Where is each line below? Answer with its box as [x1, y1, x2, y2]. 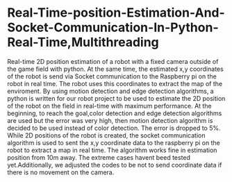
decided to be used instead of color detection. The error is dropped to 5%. [7, 124, 221, 132]
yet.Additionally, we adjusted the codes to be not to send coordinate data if [7, 160, 222, 169]
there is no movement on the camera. [7, 168, 115, 176]
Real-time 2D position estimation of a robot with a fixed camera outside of [7, 57, 219, 65]
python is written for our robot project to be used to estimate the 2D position [7, 94, 226, 102]
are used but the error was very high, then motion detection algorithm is [7, 116, 213, 124]
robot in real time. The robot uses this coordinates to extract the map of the [7, 79, 223, 88]
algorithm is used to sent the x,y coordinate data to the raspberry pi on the [7, 138, 220, 147]
